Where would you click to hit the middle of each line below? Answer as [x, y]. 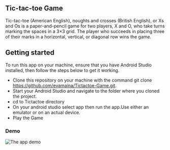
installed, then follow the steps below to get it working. [62, 70]
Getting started [30, 53]
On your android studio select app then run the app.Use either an [81, 107]
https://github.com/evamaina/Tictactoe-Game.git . [64, 85]
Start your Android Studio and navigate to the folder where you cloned [86, 91]
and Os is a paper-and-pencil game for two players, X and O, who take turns [85, 26]
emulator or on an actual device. [46, 112]
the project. [25, 96]
